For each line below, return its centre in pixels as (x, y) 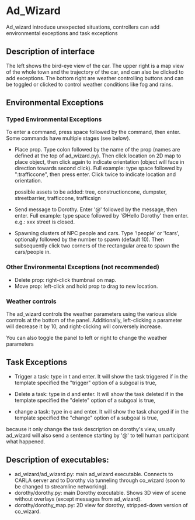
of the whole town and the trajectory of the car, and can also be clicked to (95, 72)
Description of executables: (58, 460)
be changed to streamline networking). (61, 486)
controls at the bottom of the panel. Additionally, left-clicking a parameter (94, 321)
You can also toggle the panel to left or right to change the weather (87, 338)
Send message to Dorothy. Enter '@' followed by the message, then (96, 209)
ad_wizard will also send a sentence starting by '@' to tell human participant (97, 435)
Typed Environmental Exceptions (54, 119)
